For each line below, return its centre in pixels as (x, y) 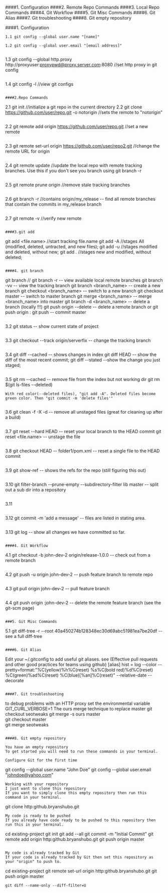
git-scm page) (20, 608)
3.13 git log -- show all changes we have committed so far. (65, 532)
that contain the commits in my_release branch (53, 204)
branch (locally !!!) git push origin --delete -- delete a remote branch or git (82, 307)
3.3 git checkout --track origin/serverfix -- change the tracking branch (78, 340)
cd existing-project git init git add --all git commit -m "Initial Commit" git (79, 834)
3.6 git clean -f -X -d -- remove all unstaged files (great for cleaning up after (84, 412)
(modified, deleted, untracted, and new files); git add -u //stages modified (81, 246)
